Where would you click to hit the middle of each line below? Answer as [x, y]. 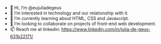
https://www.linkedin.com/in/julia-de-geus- [106, 29]
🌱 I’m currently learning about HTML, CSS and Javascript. [69, 18]
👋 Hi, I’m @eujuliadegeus [35, 8]
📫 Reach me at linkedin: [35, 29]
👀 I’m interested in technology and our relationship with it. [69, 13]
